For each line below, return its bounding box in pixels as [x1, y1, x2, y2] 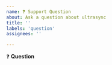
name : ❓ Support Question [6, 8, 71, 15]
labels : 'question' [6, 25, 55, 32]
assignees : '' [6, 31, 42, 37]
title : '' [6, 20, 31, 26]
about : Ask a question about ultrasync [6, 14, 107, 20]
